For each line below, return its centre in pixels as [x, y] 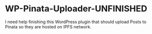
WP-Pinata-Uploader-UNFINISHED [76, 9]
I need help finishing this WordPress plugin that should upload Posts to [76, 22]
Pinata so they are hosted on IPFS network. [48, 26]
